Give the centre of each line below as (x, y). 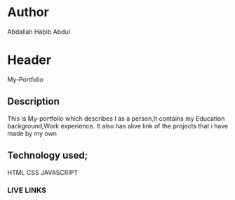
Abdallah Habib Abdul (39, 32)
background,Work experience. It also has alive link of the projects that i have (118, 126)
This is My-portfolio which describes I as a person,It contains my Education (116, 118)
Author (28, 12)
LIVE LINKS (27, 190)
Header (29, 60)
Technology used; (48, 155)
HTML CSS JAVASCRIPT (43, 172)
